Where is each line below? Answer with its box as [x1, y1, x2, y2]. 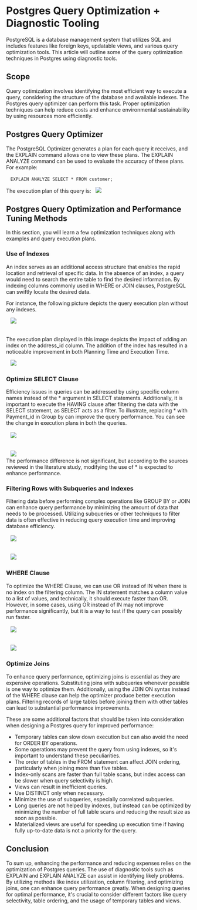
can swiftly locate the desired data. [6, 288, 91, 295]
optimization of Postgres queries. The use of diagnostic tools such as [6, 865, 174, 873]
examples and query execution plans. [6, 235, 97, 242]
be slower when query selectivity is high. [14, 777, 114, 784]
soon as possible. [14, 814, 57, 821]
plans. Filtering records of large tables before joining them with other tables [6, 698, 189, 705]
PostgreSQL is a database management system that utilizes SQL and [6, 36, 172, 43]
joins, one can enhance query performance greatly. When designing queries [6, 884, 191, 891]
